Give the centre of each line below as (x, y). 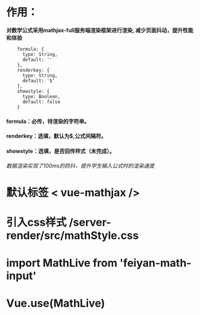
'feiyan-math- (155, 263)
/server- (90, 222)
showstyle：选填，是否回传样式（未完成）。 (61, 151)
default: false (41, 102)
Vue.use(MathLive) (56, 303)
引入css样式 (36, 222)
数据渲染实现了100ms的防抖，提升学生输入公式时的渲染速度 (80, 166)
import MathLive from (62, 263)
